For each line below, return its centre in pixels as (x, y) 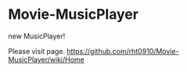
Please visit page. (36, 51)
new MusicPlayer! (37, 36)
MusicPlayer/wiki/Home (46, 59)
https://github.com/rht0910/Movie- (122, 51)
